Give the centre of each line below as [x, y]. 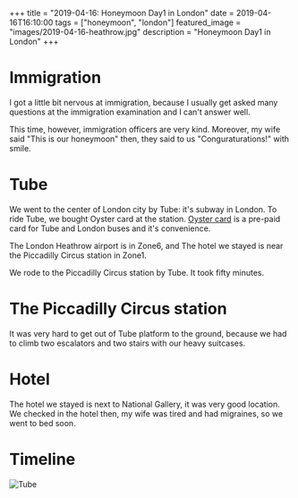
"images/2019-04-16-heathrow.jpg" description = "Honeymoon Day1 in [140, 32]
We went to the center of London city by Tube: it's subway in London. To [143, 209]
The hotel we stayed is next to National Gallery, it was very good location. [145, 404]
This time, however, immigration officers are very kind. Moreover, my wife [145, 129]
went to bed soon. [43, 423]
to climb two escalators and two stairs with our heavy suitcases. [128, 343]
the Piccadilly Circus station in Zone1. [78, 255]
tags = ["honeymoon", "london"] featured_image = [148, 22]
